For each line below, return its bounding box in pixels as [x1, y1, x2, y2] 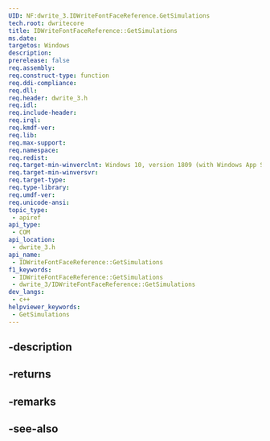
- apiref [11, 214, 42, 222]
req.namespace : [8, 146, 59, 154]
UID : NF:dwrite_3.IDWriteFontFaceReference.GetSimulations [8, 11, 211, 20]
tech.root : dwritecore [8, 19, 84, 27]
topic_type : [8, 206, 48, 214]
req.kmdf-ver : [8, 124, 56, 132]
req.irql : [8, 116, 42, 125]
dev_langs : [8, 288, 45, 296]
